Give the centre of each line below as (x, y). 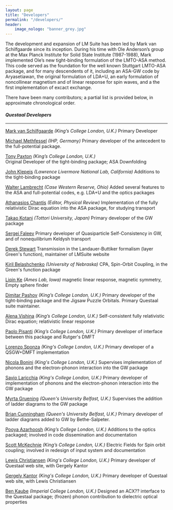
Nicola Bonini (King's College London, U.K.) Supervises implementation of (84, 362)
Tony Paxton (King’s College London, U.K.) (50, 156)
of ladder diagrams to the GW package (47, 404)
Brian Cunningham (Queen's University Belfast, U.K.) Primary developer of (84, 414)
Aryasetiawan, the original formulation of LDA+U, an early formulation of (82, 77)
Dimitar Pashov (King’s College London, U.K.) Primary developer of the (80, 295)
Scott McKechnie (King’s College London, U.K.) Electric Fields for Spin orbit (85, 445)
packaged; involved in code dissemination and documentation (71, 435)
